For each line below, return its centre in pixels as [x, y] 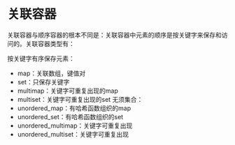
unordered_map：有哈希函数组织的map [74, 108]
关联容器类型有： [50, 43]
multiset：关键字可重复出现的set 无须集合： [80, 99]
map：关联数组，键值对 [51, 73]
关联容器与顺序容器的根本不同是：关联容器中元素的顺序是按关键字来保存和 [114, 35]
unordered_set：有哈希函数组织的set [70, 116]
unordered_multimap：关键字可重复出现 [75, 125]
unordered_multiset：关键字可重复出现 [73, 134]
